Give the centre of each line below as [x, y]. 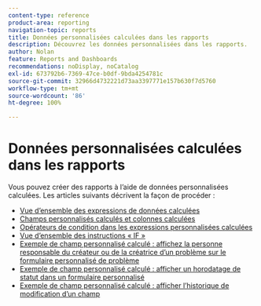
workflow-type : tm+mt [44, 88]
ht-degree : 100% [35, 103]
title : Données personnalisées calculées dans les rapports [109, 37]
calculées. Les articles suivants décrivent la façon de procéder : [112, 195]
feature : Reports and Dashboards [63, 60]
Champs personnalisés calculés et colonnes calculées [107, 219]
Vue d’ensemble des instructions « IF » [82, 235]
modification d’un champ [60, 294]
